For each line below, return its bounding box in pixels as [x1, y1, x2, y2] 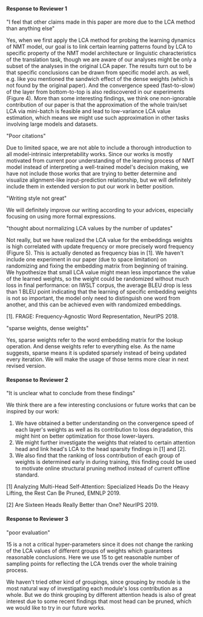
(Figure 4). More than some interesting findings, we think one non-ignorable [6, 95, 196, 102]
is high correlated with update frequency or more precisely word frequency [6, 243, 195, 250]
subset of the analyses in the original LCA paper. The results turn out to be [6, 63, 192, 70]
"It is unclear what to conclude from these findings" [6, 390, 135, 397]
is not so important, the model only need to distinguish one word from [6, 295, 181, 302]
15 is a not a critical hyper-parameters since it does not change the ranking [6, 540, 193, 548]
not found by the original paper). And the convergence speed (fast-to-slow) [6, 82, 196, 89]
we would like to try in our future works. [6, 604, 106, 611]
